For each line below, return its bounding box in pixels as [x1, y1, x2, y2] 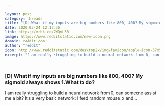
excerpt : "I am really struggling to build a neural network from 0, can [5, 52, 160, 57]
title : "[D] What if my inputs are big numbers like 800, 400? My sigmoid [5, 21, 162, 25]
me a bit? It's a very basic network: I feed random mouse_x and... [5, 95, 137, 101]
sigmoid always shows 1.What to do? [5, 79, 95, 85]
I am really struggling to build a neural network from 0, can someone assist [5, 90, 157, 96]
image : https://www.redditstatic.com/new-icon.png [5, 34, 111, 39]
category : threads [5, 16, 43, 21]
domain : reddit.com [5, 39, 45, 44]
